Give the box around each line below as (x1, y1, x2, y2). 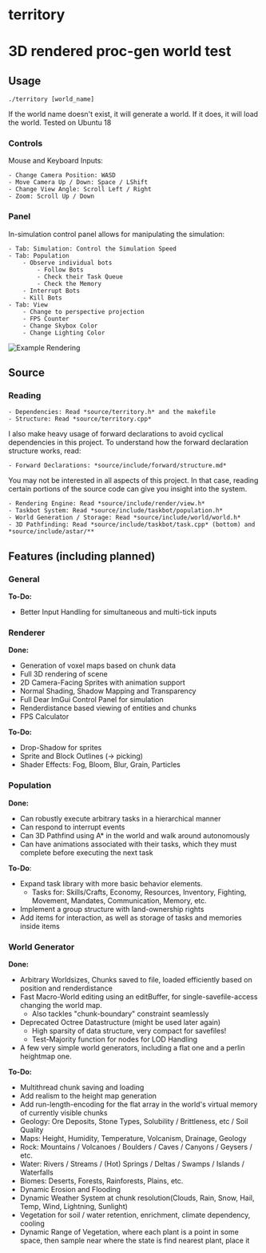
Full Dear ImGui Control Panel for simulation (19, 695, 164, 705)
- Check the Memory (37, 279, 102, 287)
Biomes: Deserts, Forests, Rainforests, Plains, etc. (19, 1176, 184, 1186)
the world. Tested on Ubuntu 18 (8, 118, 112, 127)
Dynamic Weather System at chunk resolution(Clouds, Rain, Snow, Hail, (19, 1193, 255, 1203)
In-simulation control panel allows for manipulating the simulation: (8, 229, 225, 239)
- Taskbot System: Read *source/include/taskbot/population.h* (8, 507, 224, 515)
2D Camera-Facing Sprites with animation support (19, 678, 185, 688)
